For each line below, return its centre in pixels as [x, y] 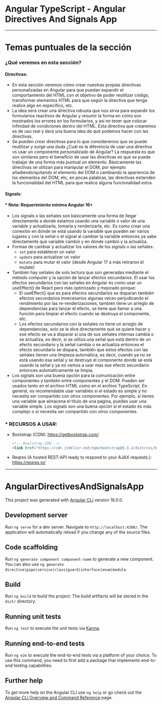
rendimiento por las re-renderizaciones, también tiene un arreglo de [87, 304]
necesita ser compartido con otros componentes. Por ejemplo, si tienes [83, 396]
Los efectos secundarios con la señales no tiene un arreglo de [81, 324]
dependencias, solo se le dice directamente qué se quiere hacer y [85, 329]
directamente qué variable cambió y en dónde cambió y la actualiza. [80, 241]
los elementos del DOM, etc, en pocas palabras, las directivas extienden [84, 177]
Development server [36, 515]
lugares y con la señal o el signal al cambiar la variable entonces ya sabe [84, 237]
